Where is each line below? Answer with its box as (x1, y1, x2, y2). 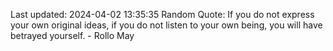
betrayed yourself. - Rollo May (10, 30, 135, 41)
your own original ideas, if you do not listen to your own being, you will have (10, 19, 323, 31)
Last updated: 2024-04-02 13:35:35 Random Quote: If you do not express (10, 9, 315, 20)
